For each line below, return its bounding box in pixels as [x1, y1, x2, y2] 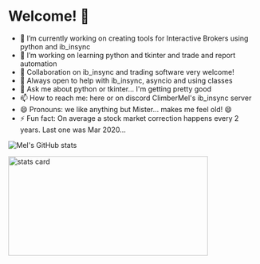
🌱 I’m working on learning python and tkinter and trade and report [19, 50, 236, 60]
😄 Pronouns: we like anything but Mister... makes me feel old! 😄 [19, 104, 233, 114]
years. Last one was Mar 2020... [19, 125, 126, 134]
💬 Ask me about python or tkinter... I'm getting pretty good [19, 83, 212, 94]
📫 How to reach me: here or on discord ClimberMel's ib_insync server [19, 93, 252, 103]
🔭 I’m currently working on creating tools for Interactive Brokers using [19, 33, 249, 43]
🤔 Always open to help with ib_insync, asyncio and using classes [19, 76, 233, 85]
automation [19, 59, 57, 68]
